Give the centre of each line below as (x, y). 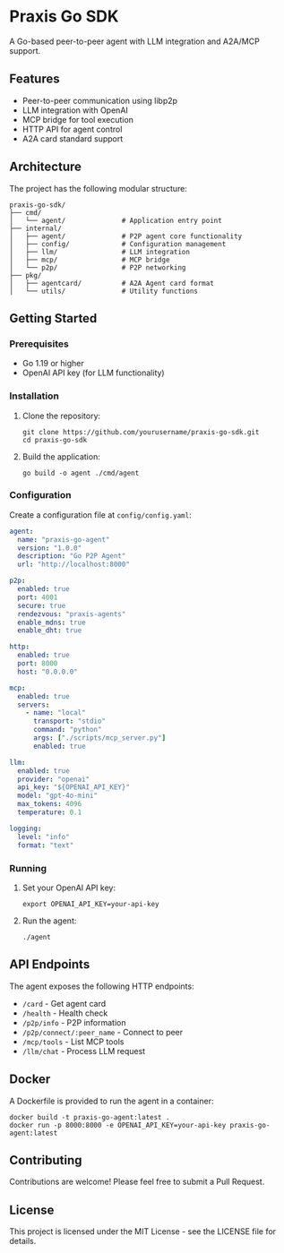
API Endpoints (50, 965)
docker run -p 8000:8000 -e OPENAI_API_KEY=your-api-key (118, 1125)
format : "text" (46, 845)
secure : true (42, 605)
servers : (34, 705)
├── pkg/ (26, 275)
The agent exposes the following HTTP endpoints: (102, 986)
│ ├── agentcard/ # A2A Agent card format (112, 283)
